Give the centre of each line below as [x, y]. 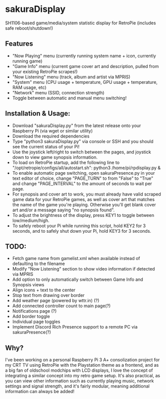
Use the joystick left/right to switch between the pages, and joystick [82, 152]
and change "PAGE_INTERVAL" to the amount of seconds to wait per [82, 183]
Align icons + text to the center [44, 290]
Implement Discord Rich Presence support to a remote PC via [75, 327]
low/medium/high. [31, 220]
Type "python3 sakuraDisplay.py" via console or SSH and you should [83, 141]
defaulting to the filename [39, 264]
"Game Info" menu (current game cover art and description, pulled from [85, 66]
